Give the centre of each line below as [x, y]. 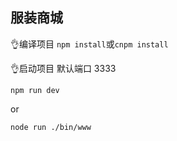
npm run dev [35, 90]
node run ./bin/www [51, 127]
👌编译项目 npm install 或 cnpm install [89, 44]
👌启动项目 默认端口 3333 [63, 68]
